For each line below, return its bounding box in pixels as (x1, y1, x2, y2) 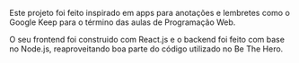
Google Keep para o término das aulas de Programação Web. (9, 17, 236, 28)
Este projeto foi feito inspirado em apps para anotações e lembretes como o (9, 8, 290, 18)
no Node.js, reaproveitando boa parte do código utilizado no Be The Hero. (9, 43, 284, 54)
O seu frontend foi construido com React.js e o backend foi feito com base (9, 35, 286, 44)
